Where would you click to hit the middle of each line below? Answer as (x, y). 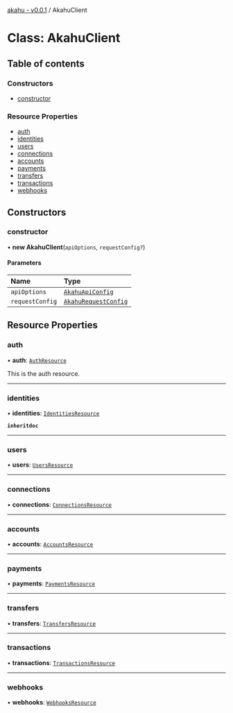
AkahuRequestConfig (96, 302)
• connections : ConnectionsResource (60, 504)
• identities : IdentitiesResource (53, 413)
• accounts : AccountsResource (50, 544)
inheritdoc (23, 426)
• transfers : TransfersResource (51, 623)
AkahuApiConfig (88, 292)
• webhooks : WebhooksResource (52, 703)
